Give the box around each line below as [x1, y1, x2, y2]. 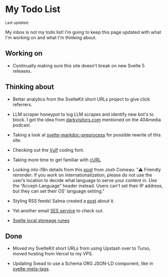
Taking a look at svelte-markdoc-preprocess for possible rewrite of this [12, 131, 161, 137]
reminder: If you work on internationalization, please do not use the [12, 172, 152, 178]
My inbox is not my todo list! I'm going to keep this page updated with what [5, 29, 161, 35]
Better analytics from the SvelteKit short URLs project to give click [12, 96, 150, 102]
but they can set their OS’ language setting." [12, 188, 105, 194]
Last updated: [5, 20, 29, 25]
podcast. [12, 122, 31, 128]
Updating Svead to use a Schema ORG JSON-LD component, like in [12, 260, 153, 266]
